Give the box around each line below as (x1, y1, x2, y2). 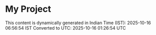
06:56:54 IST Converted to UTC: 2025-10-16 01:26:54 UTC (5, 25, 126, 31)
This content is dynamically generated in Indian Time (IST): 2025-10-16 (5, 20, 151, 26)
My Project (5, 3, 51, 15)
